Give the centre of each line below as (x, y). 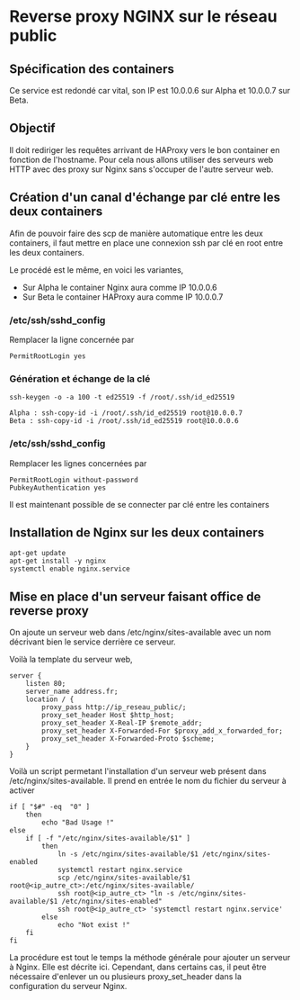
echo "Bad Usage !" (78, 823)
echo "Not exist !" (93, 925)
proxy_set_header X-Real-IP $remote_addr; (122, 723)
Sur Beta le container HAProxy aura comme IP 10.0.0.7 (123, 297)
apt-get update (38, 554)
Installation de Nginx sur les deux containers (137, 532)
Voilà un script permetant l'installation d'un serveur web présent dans (138, 771)
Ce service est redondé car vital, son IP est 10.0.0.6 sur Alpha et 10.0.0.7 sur (150, 90)
